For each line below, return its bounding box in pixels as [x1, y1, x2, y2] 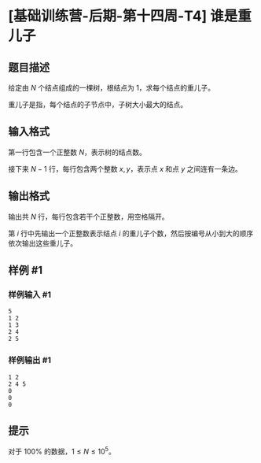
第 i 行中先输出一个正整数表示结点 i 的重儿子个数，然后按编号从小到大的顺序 [8, 228, 254, 238]
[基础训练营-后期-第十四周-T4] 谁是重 [8, 7, 252, 25]
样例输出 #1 [8, 355, 51, 366]
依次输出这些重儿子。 [8, 238, 77, 248]
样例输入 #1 [8, 289, 51, 300]
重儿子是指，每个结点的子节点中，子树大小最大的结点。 [8, 100, 187, 109]
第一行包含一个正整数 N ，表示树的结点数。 [8, 147, 147, 157]
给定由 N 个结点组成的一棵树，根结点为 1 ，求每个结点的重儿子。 [8, 83, 215, 92]
